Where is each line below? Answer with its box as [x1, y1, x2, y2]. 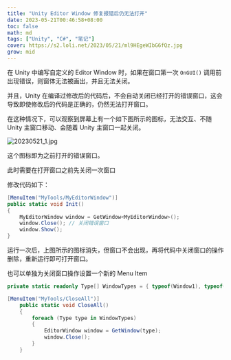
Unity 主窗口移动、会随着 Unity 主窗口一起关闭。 [7, 123, 145, 131]
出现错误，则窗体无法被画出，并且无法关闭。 [7, 76, 134, 85]
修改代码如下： [7, 180, 49, 189]
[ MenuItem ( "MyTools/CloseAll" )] [7, 295, 100, 302]
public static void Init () [7, 200, 85, 207]
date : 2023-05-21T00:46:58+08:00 [7, 17, 103, 23]
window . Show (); [19, 226, 63, 233]
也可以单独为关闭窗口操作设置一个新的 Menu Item [7, 269, 148, 277]
